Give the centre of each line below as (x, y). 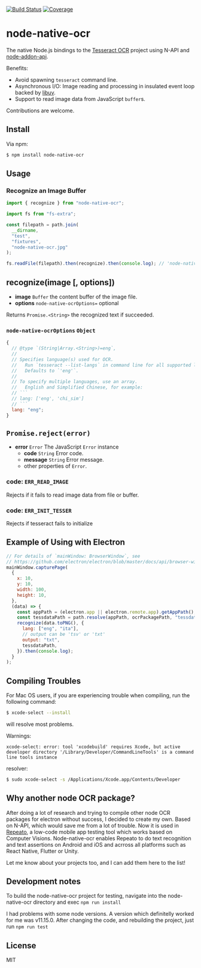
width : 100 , (32, 590)
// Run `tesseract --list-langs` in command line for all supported (101, 365)
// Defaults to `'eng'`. (45, 371)
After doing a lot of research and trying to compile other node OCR (88, 812)
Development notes (43, 882)
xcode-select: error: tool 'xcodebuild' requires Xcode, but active (93, 747)
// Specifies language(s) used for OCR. (63, 359)
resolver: (17, 768)
